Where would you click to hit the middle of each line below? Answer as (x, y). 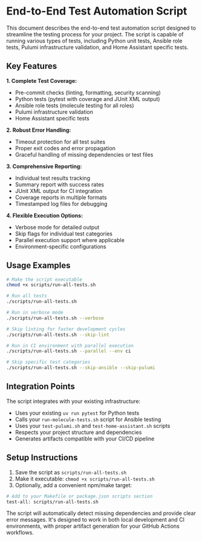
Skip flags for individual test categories (64, 234)
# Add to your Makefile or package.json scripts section (80, 496)
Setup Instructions (42, 458)
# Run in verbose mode (35, 313)
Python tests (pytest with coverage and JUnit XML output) (87, 99)
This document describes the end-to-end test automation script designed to (101, 28)
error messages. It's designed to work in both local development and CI (95, 520)
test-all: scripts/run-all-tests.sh (52, 502)
